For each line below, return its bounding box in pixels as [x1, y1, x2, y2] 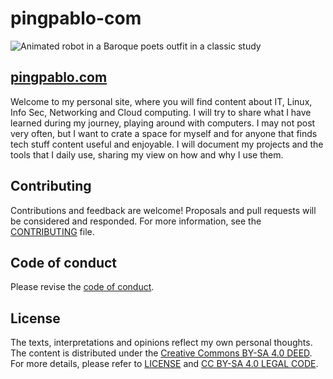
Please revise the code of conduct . [10, 281, 155, 293]
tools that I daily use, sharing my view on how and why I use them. [10, 148, 284, 161]
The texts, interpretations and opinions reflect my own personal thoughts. [10, 337, 313, 349]
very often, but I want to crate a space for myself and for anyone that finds [10, 127, 318, 139]
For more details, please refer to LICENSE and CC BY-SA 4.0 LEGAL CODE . [10, 358, 319, 370]
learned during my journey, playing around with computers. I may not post [10, 117, 316, 129]
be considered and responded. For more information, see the [10, 215, 262, 227]
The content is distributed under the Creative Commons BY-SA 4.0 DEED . [10, 347, 313, 359]
